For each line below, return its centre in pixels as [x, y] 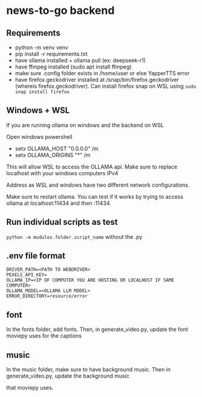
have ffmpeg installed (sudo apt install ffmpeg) [73, 67]
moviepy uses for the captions [44, 336]
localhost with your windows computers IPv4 [62, 173]
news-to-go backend [60, 11]
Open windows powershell [39, 136]
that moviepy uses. [30, 388]
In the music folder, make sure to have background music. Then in [89, 370]
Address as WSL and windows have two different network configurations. [98, 185]
